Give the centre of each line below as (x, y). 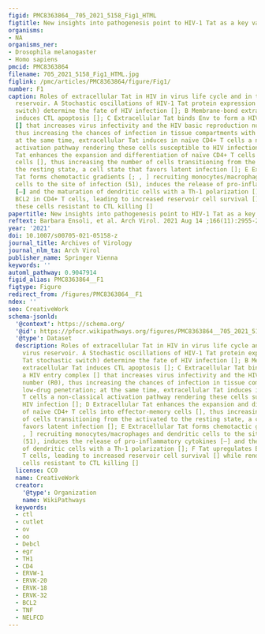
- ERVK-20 (31, 581)
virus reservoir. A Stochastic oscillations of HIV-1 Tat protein (134, 353)
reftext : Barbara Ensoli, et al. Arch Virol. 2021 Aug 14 (105, 221)
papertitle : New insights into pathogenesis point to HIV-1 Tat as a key (132, 214)
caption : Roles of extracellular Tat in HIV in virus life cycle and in (130, 96)
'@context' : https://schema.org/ (70, 324)
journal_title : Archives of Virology (70, 243)
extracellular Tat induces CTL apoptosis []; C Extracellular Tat (134, 368)
